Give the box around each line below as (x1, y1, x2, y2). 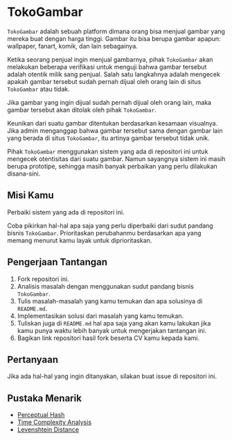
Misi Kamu (7, 189, 54, 201)
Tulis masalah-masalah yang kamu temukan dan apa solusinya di (17, 296, 203, 305)
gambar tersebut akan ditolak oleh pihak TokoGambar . (7, 105, 157, 114)
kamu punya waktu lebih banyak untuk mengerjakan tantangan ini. (17, 326, 207, 335)
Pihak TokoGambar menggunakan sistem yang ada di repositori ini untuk (7, 147, 208, 155)
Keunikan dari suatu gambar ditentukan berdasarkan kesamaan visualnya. (7, 119, 218, 127)
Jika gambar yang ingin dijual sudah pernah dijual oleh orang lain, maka (7, 98, 212, 106)
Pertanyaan (7, 353, 59, 365)
